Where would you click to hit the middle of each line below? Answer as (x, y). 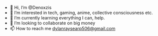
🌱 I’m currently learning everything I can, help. (57, 18)
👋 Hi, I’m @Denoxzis (31, 8)
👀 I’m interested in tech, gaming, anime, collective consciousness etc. (81, 13)
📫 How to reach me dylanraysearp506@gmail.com (63, 28)
